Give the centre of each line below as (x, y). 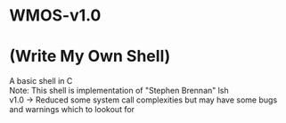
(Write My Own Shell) (90, 57)
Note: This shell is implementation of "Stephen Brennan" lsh (119, 91)
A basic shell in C (41, 81)
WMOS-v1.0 (55, 16)
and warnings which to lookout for (72, 110)
